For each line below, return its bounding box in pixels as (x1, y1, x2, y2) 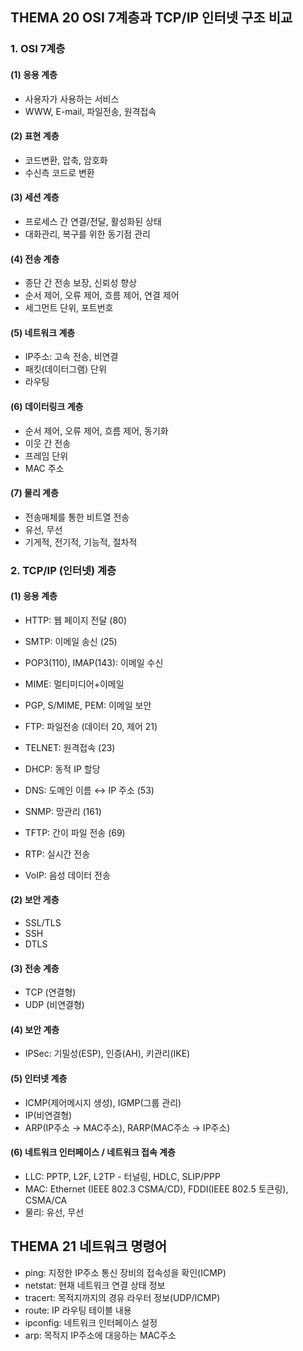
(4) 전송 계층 (10, 253, 60, 265)
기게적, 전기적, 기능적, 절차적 (24, 536, 138, 548)
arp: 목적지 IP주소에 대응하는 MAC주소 (24, 1329, 177, 1341)
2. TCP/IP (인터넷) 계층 (10, 563, 117, 577)
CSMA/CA (24, 1194, 68, 1206)
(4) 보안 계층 (10, 1023, 60, 1035)
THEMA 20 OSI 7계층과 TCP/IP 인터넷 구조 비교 (10, 9, 293, 27)
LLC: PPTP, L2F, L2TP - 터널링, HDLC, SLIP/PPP (24, 1170, 221, 1182)
